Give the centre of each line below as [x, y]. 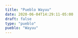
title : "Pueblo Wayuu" [28, 10]
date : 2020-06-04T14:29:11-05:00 [39, 14]
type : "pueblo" [21, 23]
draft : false [18, 19]
